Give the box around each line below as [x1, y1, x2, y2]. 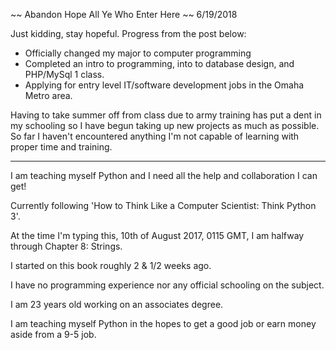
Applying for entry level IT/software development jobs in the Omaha [24, 79, 305, 91]
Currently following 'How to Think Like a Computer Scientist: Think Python [10, 200, 317, 211]
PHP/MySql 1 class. [24, 69, 105, 80]
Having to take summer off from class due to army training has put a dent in [10, 109, 322, 121]
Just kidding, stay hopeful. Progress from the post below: [10, 28, 247, 39]
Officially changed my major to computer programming [24, 47, 252, 59]
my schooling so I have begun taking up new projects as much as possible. [10, 120, 320, 131]
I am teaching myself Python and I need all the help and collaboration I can [10, 170, 318, 181]
